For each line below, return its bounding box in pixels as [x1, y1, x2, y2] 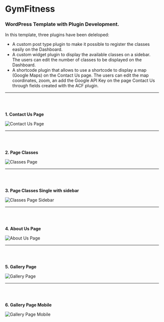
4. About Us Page [5, 226, 41, 232]
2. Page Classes [5, 150, 39, 156]
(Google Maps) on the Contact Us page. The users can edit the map [12, 72, 149, 79]
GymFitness [5, 3, 55, 15]
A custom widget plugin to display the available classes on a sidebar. [12, 52, 151, 58]
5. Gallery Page [5, 264, 37, 270]
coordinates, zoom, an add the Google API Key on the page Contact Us [12, 78, 155, 83]
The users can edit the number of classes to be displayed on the [12, 57, 142, 63]
